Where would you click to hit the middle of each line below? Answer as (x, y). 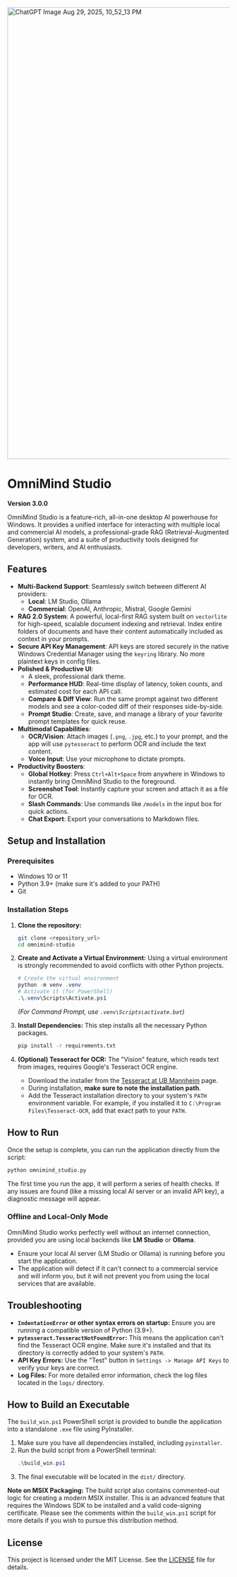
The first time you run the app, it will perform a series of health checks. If (114, 1183)
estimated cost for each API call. (75, 691)
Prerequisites (31, 861)
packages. (33, 1033)
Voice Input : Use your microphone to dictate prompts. (107, 759)
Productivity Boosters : (51, 766)
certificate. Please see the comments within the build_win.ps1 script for (112, 1513)
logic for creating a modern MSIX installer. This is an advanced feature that (116, 1498)
